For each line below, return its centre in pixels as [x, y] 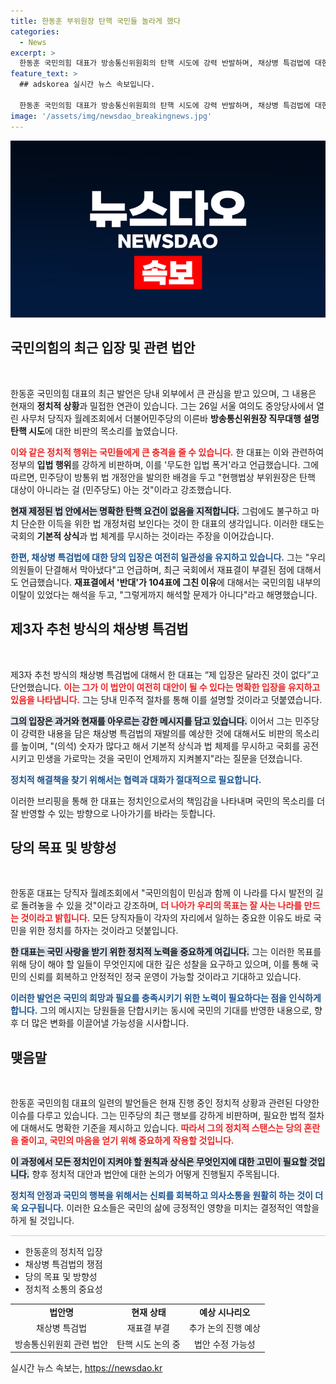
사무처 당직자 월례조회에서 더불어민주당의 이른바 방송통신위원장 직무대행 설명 [170, 418]
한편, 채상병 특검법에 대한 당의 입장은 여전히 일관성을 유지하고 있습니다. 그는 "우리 [168, 557]
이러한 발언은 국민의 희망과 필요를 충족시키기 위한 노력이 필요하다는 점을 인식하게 [166, 998]
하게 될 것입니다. [42, 1221]
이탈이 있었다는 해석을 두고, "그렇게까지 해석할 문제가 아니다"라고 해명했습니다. [164, 594]
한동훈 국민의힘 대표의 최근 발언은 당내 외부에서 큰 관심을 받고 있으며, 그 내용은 [163, 393]
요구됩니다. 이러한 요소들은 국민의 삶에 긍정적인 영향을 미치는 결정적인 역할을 [170, 1208]
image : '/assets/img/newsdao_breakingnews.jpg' [111, 116]
